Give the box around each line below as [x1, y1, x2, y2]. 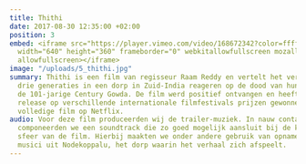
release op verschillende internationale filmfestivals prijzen [17, 97, 267, 108]
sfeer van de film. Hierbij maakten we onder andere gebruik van [17, 132, 271, 141]
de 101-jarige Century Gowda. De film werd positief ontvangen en [17, 89, 275, 98]
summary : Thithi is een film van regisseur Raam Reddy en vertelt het [9, 73, 283, 82]
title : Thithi [9, 13, 64, 23]
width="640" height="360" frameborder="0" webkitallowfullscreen [17, 47, 271, 56]
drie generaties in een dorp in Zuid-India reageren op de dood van [17, 81, 283, 90]
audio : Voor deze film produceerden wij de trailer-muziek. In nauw [9, 115, 275, 124]
